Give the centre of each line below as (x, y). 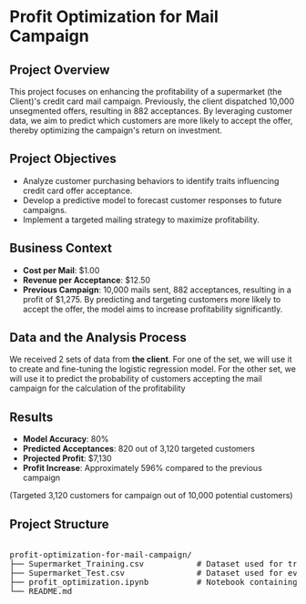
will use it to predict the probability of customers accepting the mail (136, 379)
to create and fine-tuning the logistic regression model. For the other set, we (153, 369)
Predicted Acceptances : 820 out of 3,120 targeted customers (138, 449)
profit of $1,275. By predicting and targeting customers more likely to (152, 299)
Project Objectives (63, 159)
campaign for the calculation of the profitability (97, 388)
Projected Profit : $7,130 (67, 458)
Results (31, 417)
